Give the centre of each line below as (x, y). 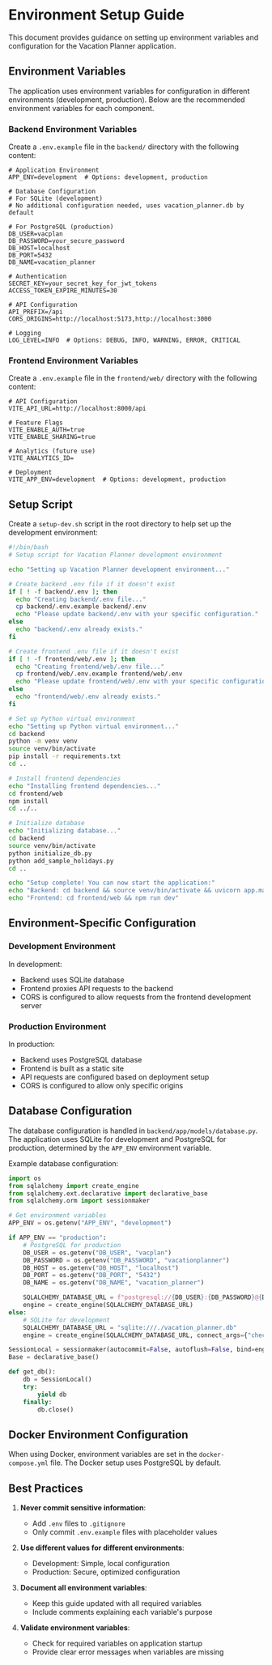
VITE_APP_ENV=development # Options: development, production (117, 479)
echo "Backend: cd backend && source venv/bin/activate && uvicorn (125, 891)
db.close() (56, 1410)
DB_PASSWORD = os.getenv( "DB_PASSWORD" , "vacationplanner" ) (126, 1260)
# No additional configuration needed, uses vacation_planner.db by (126, 206)
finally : (38, 1402)
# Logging (25, 334)
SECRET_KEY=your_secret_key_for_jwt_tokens (83, 284)
